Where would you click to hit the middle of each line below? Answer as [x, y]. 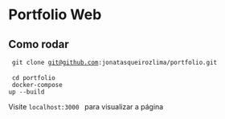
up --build [27, 92]
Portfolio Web [55, 15]
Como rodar [39, 44]
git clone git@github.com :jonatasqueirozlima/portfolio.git [115, 62]
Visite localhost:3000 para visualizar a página [86, 107]
